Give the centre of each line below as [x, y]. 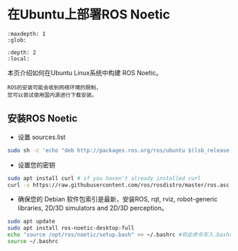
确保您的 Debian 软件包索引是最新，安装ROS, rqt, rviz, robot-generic [118, 199]
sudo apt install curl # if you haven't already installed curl [104, 178]
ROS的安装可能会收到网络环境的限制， [54, 87]
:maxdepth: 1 [27, 34]
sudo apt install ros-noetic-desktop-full [71, 228]
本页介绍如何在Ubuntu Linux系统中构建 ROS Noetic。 [85, 72]
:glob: [17, 40]
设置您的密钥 [36, 164]
